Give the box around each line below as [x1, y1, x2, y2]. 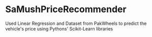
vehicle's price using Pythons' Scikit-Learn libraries [5, 25, 113, 31]
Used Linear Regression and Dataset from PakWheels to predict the [5, 20, 147, 26]
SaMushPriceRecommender [5, 4, 127, 15]
